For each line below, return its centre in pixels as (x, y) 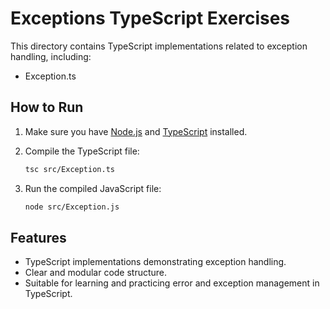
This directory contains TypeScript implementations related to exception (159, 46)
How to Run (47, 107)
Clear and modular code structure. (96, 273)
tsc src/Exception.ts (69, 169)
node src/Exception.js (72, 207)
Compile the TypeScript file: (82, 151)
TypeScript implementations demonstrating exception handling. (155, 262)
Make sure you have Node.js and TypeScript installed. (136, 131)
